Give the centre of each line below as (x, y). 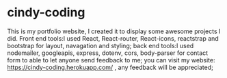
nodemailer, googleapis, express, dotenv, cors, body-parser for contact (108, 53)
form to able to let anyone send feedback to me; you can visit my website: (111, 60)
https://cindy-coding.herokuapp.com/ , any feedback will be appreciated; (110, 67)
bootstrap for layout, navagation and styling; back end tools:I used (101, 45)
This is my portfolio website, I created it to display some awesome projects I (114, 31)
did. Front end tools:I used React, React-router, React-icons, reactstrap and (113, 38)
